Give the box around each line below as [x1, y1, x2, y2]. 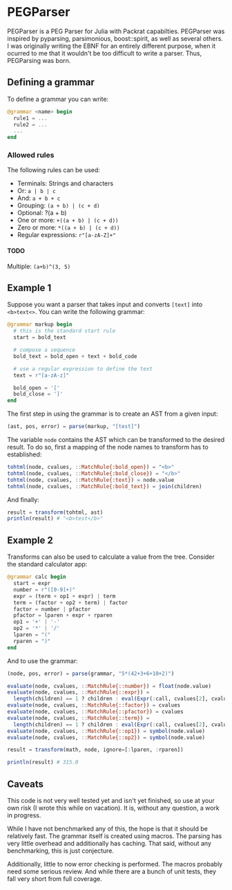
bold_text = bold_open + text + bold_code [13, 353, 137, 360]
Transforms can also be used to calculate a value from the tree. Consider [7, 553, 215, 561]
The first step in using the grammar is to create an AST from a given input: [7, 409, 218, 418]
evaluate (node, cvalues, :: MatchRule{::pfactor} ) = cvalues [7, 708, 184, 715]
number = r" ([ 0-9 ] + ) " [13, 586, 76, 593]
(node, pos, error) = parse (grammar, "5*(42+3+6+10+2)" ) [7, 670, 175, 677]
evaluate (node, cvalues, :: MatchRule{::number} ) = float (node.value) [7, 683, 212, 689]
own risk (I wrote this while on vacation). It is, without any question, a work [7, 804, 220, 812]
